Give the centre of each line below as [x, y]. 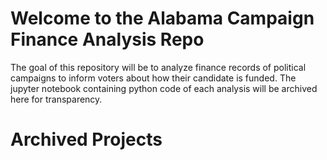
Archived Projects [86, 139]
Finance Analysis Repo [107, 39]
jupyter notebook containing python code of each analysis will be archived [164, 88]
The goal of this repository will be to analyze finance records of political [158, 67]
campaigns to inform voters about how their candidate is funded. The [153, 78]
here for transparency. [56, 99]
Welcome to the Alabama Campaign [162, 18]
